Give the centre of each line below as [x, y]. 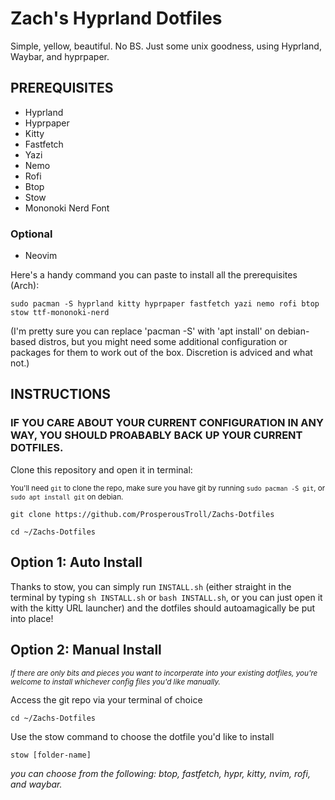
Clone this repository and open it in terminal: [101, 469]
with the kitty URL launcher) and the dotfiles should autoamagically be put [163, 608]
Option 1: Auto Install [76, 562]
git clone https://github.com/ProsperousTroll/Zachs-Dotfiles [142, 514]
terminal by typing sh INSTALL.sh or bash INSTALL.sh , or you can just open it [166, 597]
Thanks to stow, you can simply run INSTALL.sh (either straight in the [151, 586]
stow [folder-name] [51, 755]
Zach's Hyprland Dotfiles [116, 18]
